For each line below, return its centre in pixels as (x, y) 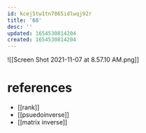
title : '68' (24, 20)
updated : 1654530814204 (42, 33)
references (40, 88)
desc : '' (20, 27)
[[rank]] (28, 107)
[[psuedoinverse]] (43, 115)
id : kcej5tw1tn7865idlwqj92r (50, 14)
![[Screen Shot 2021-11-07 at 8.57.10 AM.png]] (73, 59)
